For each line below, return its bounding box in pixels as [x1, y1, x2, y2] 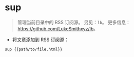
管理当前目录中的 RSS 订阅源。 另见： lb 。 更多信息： [17, 19, 130, 25]
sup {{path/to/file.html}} [5, 47, 63, 52]
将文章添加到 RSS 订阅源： [12, 36, 69, 43]
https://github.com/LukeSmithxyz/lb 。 [17, 25, 99, 32]
